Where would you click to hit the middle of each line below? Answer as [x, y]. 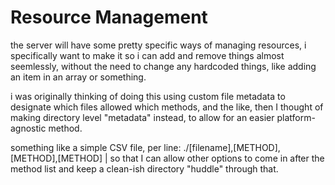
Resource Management [109, 17]
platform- [296, 117]
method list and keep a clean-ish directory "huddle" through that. [144, 168]
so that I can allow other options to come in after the [217, 158]
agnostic [28, 128]
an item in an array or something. [78, 77]
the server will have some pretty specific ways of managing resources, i [158, 45]
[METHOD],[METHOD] [56, 158]
